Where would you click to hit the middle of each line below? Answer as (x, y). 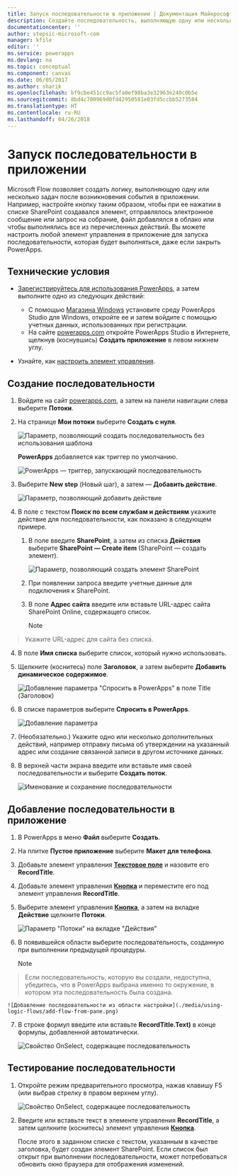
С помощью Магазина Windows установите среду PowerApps (121, 310)
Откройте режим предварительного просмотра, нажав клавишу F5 (120, 1085)
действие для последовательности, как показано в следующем (114, 519)
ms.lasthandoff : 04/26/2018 (49, 119)
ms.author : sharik (34, 86)
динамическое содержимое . (63, 675)
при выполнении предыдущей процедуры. (82, 950)
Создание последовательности (81, 383)
